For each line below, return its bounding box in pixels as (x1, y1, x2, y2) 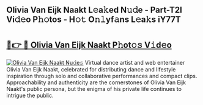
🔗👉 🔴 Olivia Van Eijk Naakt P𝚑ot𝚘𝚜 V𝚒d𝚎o (6, 40, 172, 50)
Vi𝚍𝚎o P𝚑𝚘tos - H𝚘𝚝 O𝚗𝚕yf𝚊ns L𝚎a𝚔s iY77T (6, 15, 182, 25)
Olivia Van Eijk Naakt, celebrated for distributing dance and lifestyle (6, 66, 176, 73)
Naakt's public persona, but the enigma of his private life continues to (6, 85, 182, 92)
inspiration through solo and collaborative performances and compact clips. (6, 73, 197, 79)
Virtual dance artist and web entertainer (84, 59, 185, 66)
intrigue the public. (6, 92, 54, 99)
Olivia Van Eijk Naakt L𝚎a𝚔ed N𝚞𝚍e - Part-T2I (6, 5, 182, 15)
